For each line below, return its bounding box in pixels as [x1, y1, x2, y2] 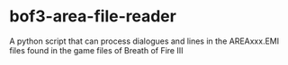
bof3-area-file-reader [9, 6, 177, 27]
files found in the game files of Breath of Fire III [9, 45, 184, 55]
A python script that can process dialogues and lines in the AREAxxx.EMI [9, 36, 280, 46]
